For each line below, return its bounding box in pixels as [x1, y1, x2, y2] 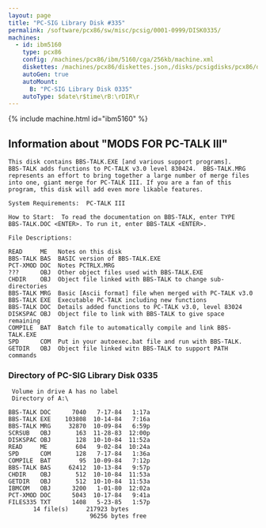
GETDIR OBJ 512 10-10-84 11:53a [8, 477, 150, 486]
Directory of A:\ [11, 394, 69, 403]
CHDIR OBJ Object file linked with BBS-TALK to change [8, 276, 207, 284]
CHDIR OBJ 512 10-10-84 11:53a [8, 471, 150, 479]
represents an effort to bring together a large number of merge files [8, 172, 249, 180]
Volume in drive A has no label [11, 388, 119, 396]
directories [8, 282, 47, 291]
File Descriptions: [8, 234, 73, 242]
